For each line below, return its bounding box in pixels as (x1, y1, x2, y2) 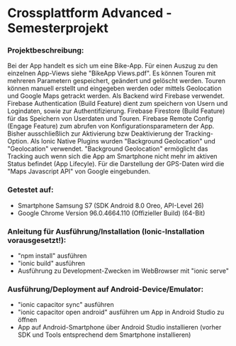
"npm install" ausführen (17, 252, 87, 260)
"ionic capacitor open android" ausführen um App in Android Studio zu (17, 308, 225, 317)
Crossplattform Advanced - (7, 5, 172, 21)
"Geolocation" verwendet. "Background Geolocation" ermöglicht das (7, 144, 208, 153)
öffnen (17, 315, 38, 324)
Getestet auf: (7, 185, 54, 195)
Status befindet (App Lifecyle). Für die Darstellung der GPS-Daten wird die (7, 160, 225, 168)
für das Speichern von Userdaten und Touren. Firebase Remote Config (7, 114, 214, 123)
